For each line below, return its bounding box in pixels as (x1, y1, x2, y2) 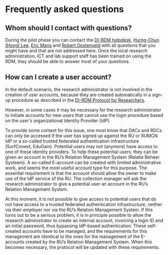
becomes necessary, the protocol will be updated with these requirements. (5, 244, 160, 250)
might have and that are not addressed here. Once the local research (5, 48, 148, 53)
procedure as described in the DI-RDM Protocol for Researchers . (12, 97, 145, 103)
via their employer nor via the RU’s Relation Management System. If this (5, 207, 153, 213)
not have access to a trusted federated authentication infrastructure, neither (5, 201, 162, 207)
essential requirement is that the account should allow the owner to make (5, 170, 156, 176)
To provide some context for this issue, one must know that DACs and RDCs (5, 127, 162, 133)
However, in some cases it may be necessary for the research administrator (5, 107, 161, 113)
